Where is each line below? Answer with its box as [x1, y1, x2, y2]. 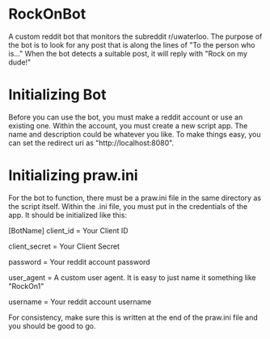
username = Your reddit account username [8, 296, 152, 307]
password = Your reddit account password [8, 257, 151, 266]
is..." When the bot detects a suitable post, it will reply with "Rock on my [8, 48, 248, 58]
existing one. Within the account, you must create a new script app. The [8, 120, 248, 130]
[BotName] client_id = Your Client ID [8, 225, 129, 235]
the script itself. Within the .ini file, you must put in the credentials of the [8, 201, 248, 211]
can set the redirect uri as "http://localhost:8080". [8, 138, 175, 148]
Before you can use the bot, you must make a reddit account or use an [8, 112, 243, 122]
